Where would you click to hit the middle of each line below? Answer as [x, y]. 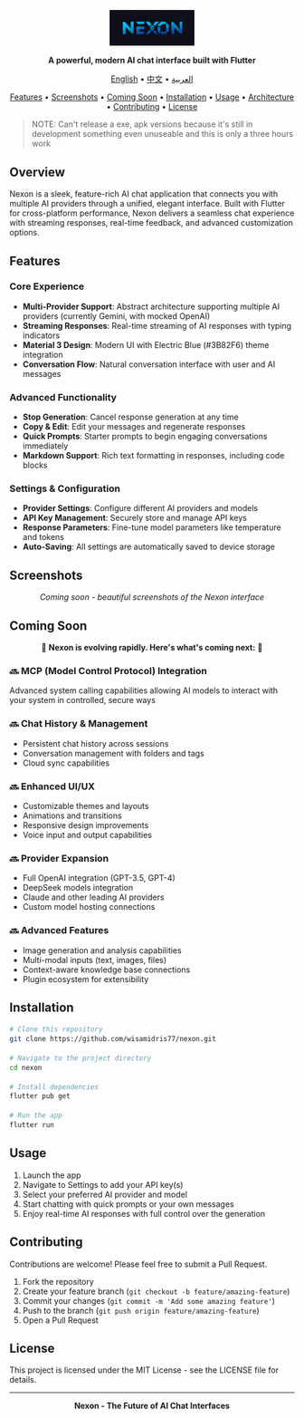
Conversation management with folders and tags [114, 753]
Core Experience [47, 286]
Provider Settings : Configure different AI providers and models [140, 508]
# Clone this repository [56, 1029]
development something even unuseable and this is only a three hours [162, 134]
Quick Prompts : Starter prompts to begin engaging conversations [145, 437]
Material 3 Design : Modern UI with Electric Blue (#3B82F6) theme [146, 344]
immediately [45, 446]
